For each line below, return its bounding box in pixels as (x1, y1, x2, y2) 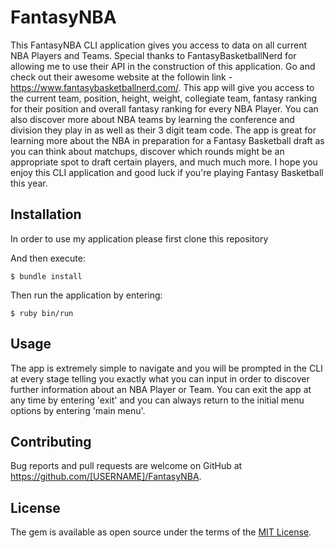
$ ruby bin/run (10, 308, 74, 318)
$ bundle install (10, 271, 83, 281)
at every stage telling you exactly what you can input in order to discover (10, 372, 310, 385)
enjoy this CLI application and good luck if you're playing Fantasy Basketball (10, 166, 324, 178)
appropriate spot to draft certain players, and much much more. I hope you (10, 156, 318, 168)
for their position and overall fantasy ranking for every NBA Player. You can (10, 102, 319, 115)
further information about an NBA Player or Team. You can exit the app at (10, 383, 312, 395)
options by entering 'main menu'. (10, 404, 146, 416)
